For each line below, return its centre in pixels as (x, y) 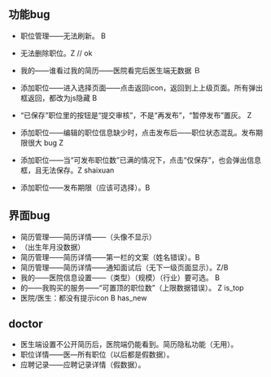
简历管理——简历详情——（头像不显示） (88, 237)
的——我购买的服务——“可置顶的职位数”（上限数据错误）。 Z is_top (132, 287)
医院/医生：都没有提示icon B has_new (83, 298)
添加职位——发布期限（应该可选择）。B (85, 187)
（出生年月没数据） (52, 247)
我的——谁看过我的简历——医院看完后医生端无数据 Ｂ (110, 70)
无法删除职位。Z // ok (56, 53)
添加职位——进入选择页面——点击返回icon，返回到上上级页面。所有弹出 (141, 87)
